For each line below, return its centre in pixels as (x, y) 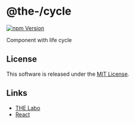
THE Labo (28, 108)
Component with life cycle (39, 40)
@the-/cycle (39, 11)
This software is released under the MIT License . (68, 74)
